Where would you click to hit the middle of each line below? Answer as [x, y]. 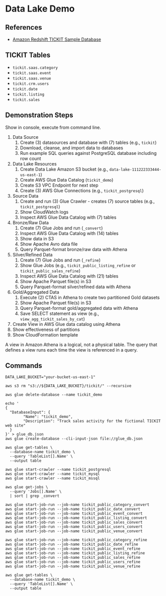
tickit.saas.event [32, 73]
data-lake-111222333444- [135, 169]
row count [30, 158]
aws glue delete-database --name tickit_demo [54, 395]
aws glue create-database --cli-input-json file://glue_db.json [74, 439]
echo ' [12, 404]
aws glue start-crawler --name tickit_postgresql [58, 470]
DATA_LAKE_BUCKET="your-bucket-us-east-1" [50, 377]
